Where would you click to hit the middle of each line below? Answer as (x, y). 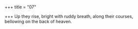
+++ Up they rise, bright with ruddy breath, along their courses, (69, 16)
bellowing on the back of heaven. (38, 22)
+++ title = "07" (20, 7)
